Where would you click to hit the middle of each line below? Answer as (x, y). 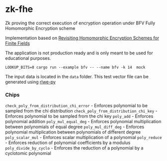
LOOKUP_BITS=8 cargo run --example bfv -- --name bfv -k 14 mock (75, 67)
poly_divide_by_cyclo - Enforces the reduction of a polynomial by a (74, 148)
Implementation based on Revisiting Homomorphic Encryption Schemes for (82, 38)
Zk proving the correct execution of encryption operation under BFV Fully (80, 23)
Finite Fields (18, 43)
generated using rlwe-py (31, 82)
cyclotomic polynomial (28, 154)
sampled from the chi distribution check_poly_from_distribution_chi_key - (81, 111)
